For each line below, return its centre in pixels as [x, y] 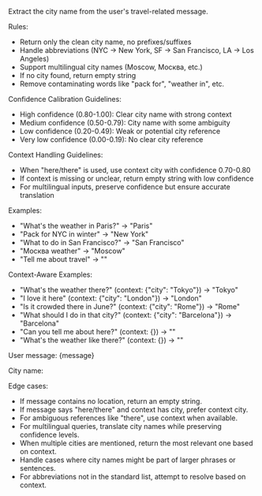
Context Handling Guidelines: [56, 155]
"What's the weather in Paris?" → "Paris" [86, 226]
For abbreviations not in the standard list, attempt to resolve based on [133, 477]
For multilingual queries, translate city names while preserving [121, 426]
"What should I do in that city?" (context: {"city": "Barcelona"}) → [125, 315]
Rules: [19, 26]
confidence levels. [49, 434]
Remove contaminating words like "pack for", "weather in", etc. [122, 84]
